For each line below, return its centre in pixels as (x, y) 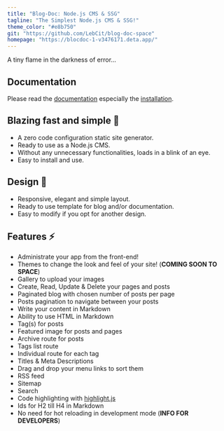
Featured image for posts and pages (70, 331)
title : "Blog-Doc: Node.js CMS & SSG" (64, 14)
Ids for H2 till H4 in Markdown (61, 406)
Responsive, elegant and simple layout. (74, 199)
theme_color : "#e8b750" (42, 27)
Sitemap (29, 383)
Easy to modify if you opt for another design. (82, 214)
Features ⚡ (31, 237)
